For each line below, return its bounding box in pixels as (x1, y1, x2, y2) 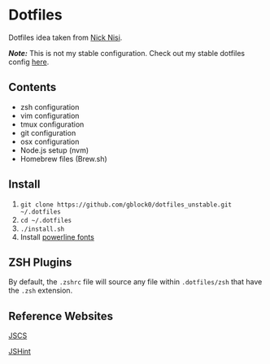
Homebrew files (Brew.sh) (20, 154, 107, 163)
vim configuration (20, 110, 80, 120)
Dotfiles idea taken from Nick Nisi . (8, 32, 123, 42)
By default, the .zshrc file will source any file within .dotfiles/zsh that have (8, 277, 263, 287)
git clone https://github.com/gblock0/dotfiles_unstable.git (20, 201, 233, 209)
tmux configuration (20, 119, 85, 129)
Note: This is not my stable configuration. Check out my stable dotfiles (8, 48, 246, 58)
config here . (8, 57, 50, 67)
